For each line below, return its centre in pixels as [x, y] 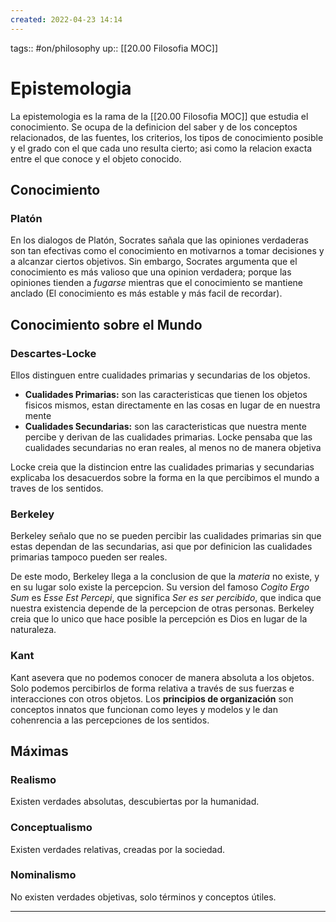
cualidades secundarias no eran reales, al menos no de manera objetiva [173, 447]
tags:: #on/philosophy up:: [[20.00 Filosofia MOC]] [114, 48]
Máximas [39, 751]
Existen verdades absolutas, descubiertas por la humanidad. [135, 802]
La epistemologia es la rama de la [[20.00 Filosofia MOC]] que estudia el [159, 116]
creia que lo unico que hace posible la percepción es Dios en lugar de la [159, 619]
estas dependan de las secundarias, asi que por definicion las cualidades [161, 547]
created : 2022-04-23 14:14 [66, 19]
